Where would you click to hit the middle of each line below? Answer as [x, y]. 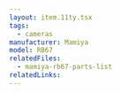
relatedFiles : [35, 58]
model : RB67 [31, 50]
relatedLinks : [35, 75]
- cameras [35, 34]
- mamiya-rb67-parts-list [65, 67]
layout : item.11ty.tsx [51, 17]
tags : [19, 26]
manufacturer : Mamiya [49, 42]
